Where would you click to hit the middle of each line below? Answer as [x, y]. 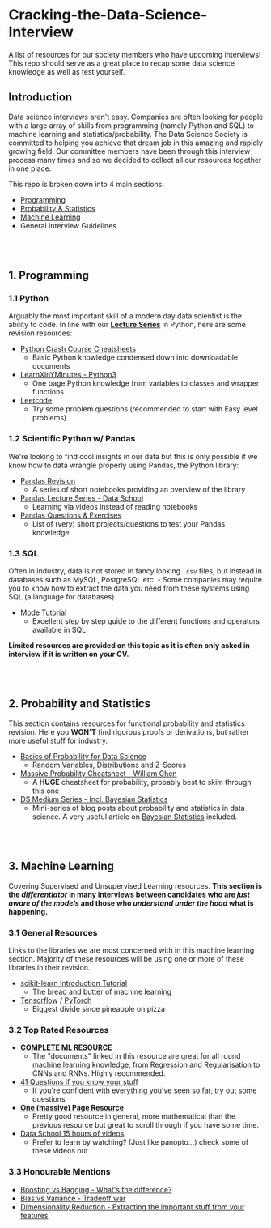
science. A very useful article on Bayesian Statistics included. [134, 817]
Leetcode [36, 401]
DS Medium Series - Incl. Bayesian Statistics [94, 799]
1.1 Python [29, 299]
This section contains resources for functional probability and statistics [127, 723]
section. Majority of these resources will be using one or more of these [127, 958]
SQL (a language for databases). [63, 597]
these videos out [60, 1151]
